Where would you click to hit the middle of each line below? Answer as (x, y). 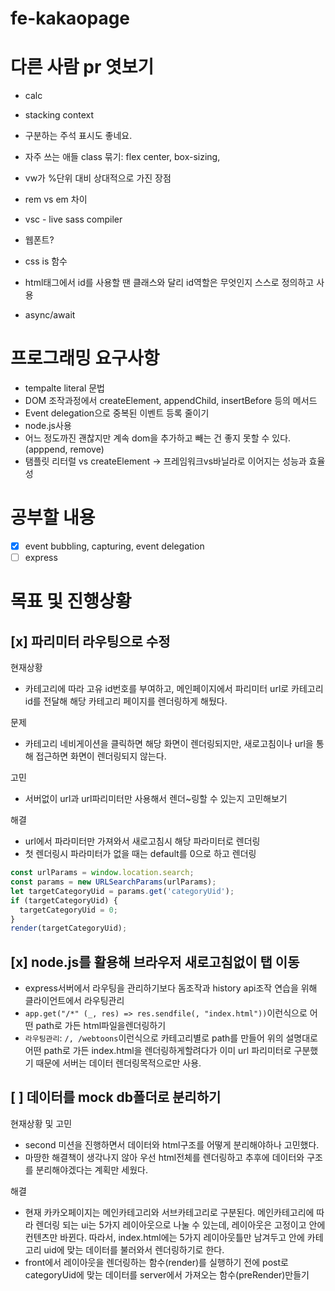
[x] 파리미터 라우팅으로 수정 (90, 641)
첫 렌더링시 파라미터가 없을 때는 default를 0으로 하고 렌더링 (140, 854)
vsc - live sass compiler (73, 219)
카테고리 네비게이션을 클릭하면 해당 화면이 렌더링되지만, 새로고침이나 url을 (169, 744)
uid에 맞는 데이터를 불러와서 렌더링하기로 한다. (134, 1249)
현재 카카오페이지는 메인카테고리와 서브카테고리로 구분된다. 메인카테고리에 (169, 1212)
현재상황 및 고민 (41, 1123)
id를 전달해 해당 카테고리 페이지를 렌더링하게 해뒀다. (126, 701)
